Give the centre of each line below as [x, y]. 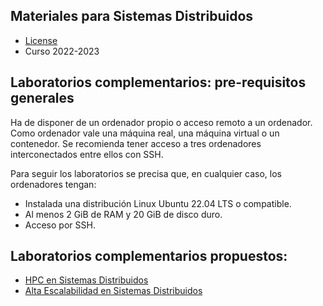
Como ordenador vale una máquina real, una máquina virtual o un [145, 133]
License [41, 40]
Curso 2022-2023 [62, 51]
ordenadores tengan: [53, 184]
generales [42, 98]
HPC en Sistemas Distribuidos [86, 280]
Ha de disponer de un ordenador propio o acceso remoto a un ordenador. [161, 122]
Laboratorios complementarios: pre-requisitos [158, 82]
